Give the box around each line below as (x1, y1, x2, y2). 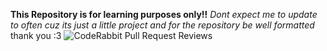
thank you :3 (10, 30, 62, 41)
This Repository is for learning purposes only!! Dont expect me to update (10, 9, 318, 20)
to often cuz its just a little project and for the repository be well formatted (10, 19, 315, 31)
